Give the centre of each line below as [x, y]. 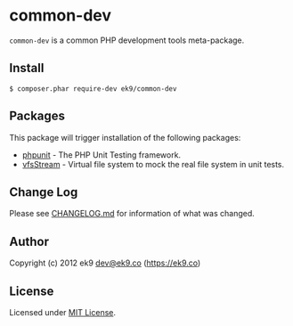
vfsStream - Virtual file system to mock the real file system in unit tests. [153, 164]
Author [29, 241]
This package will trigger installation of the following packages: [125, 137]
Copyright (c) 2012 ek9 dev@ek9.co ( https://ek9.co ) [105, 263]
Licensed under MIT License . [63, 312]
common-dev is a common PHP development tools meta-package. [127, 40]
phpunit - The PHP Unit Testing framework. [101, 155]
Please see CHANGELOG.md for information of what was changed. [132, 214]
